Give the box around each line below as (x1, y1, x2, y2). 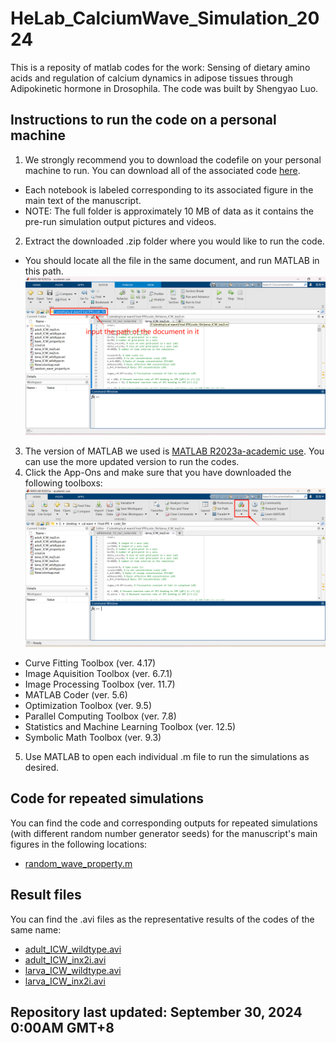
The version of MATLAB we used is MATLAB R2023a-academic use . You (24, 445, 325, 457)
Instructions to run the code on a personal (10, 112, 277, 129)
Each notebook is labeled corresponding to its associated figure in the (24, 183, 314, 196)
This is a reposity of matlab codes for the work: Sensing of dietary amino (10, 61, 311, 73)
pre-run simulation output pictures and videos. (24, 215, 217, 227)
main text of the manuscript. (24, 194, 142, 206)
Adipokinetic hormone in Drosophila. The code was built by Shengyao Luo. (10, 82, 319, 94)
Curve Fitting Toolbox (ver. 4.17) (24, 657, 157, 669)
